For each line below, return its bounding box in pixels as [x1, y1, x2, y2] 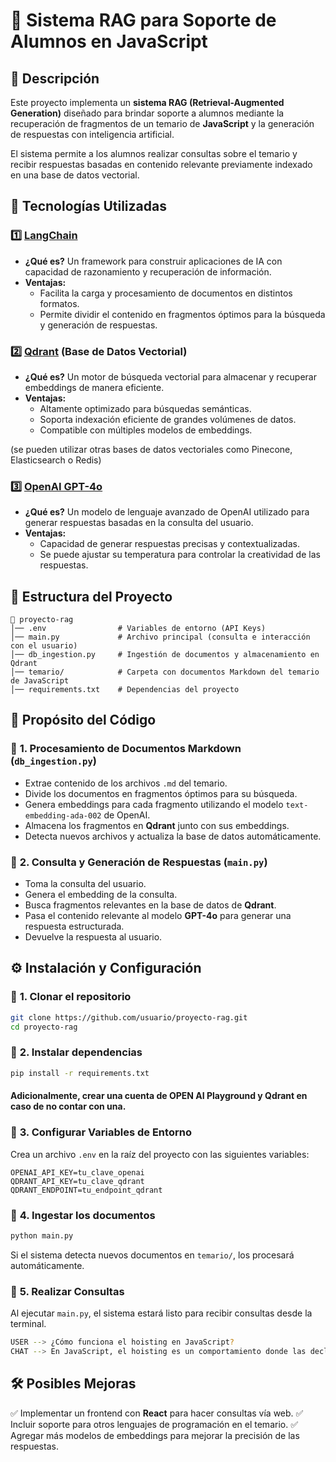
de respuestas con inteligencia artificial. [10, 129, 175, 140]
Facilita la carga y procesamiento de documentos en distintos [39, 287, 293, 299]
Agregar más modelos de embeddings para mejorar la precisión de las [10, 1429, 300, 1441]
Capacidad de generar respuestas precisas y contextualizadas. [39, 538, 300, 550]
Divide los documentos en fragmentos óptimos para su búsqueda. [24, 787, 298, 799]
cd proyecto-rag [10, 1022, 78, 1032]
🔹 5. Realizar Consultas [10, 1284, 125, 1298]
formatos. [39, 297, 80, 309]
